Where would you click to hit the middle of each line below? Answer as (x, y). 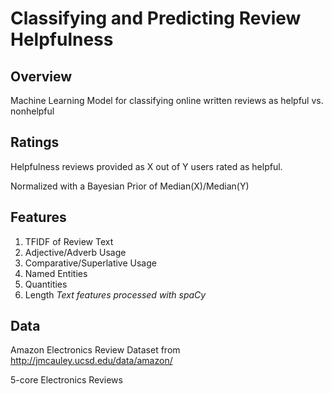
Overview (41, 76)
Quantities (46, 284)
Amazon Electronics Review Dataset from (95, 350)
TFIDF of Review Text (69, 241)
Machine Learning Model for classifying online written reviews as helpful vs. (167, 100)
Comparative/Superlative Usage (90, 263)
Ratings (35, 142)
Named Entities (56, 273)
